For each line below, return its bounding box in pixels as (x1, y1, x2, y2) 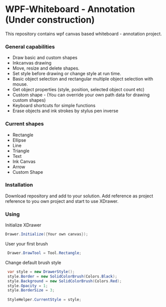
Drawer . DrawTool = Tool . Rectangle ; (7, 250, 81, 255)
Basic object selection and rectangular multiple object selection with (12, 76, 153, 82)
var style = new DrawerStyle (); (7, 269, 75, 274)
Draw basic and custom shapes (12, 55, 77, 61)
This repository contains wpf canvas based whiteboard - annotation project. (5, 31, 162, 37)
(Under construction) (5, 14, 95, 26)
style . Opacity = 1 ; (7, 283, 48, 288)
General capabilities (5, 43, 55, 50)
